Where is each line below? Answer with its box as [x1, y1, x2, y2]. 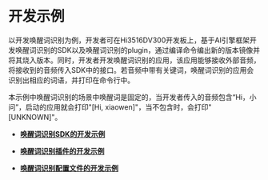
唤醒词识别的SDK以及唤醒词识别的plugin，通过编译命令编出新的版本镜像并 [14, 45, 260, 54]
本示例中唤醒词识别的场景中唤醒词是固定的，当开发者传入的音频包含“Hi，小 [8, 92, 257, 102]
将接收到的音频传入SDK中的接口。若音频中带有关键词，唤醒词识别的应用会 [8, 65, 254, 74]
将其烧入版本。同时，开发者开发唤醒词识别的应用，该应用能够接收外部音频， [8, 55, 261, 65]
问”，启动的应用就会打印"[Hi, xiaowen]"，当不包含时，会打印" [8, 102, 212, 112]
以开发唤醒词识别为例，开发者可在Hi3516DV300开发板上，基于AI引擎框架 [8, 35, 250, 45]
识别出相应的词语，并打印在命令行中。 [8, 75, 134, 85]
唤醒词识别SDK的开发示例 [19, 129, 106, 138]
